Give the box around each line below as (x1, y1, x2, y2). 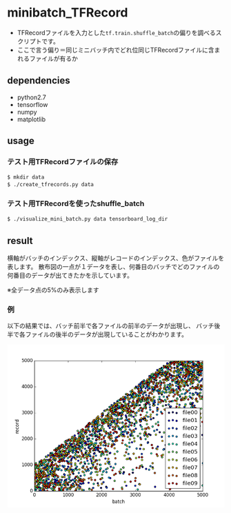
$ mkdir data (7, 174, 45, 181)
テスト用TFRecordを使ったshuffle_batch (7, 199, 145, 208)
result (7, 234, 33, 246)
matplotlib (17, 115, 46, 123)
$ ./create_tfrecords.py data (7, 181, 94, 188)
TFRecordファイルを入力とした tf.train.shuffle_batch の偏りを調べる (17, 28, 216, 37)
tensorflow (17, 100, 48, 108)
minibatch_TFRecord (7, 5, 128, 21)
